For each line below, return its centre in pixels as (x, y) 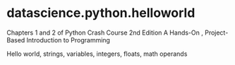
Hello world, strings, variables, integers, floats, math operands (97, 54)
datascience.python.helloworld (101, 13)
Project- (217, 32)
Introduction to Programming (68, 40)
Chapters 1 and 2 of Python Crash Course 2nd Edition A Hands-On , (105, 32)
